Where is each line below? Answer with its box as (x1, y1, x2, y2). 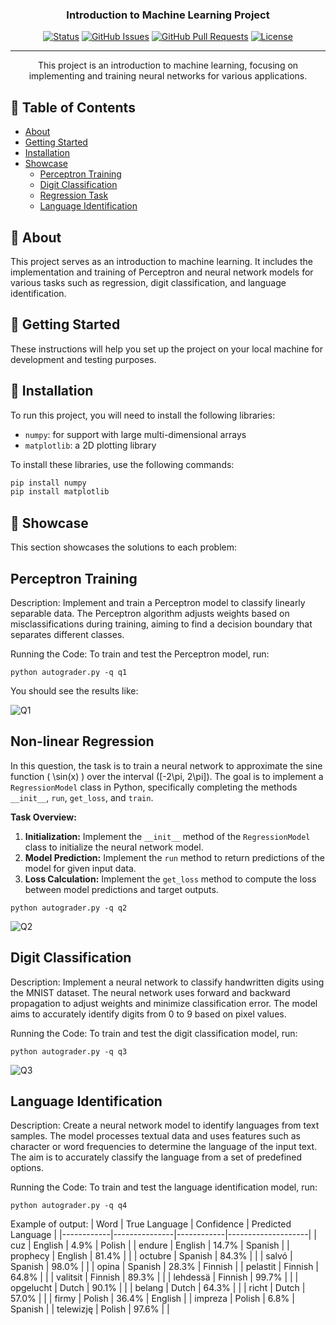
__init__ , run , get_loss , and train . (10, 791, 154, 803)
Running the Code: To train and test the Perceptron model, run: (10, 648, 270, 660)
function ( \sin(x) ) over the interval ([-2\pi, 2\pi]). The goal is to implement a (10, 770, 324, 782)
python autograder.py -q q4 (10, 1201, 128, 1211)
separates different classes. (10, 628, 125, 640)
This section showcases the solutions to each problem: (10, 541, 237, 553)
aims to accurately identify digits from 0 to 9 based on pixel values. (10, 1008, 287, 1020)
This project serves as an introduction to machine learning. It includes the (10, 255, 313, 267)
